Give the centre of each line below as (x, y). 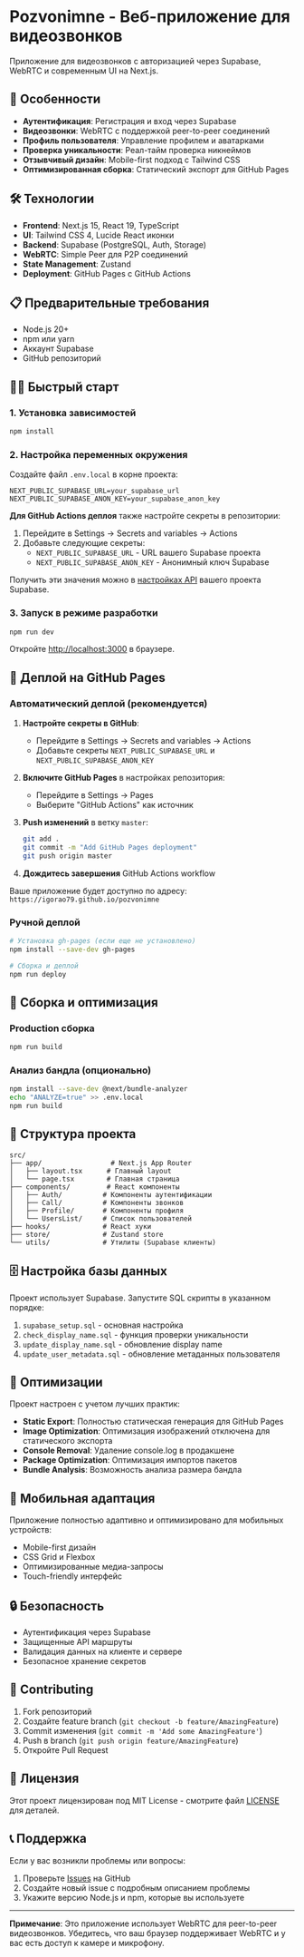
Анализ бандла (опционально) (81, 1070)
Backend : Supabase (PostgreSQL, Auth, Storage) (114, 244)
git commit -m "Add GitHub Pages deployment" (109, 847)
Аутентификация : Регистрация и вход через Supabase (129, 121)
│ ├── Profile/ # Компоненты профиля (96, 1211)
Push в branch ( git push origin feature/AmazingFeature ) (130, 1740)
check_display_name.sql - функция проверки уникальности (135, 1334)
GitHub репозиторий (62, 358)
